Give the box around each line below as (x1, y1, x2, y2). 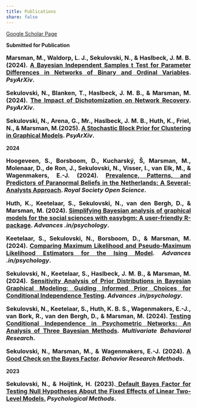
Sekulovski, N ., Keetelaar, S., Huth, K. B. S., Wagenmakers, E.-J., (6, 304, 191, 312)
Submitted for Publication (6, 42, 70, 49)
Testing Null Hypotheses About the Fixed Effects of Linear (6, 387, 175, 395)
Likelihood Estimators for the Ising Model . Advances (6, 249, 192, 257)
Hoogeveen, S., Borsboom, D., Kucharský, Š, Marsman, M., (6, 157, 191, 165)
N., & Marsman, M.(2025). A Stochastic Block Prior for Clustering (6, 124, 191, 132)
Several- (167, 178, 191, 186)
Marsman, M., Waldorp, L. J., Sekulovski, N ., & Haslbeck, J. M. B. (6, 53, 191, 62)
